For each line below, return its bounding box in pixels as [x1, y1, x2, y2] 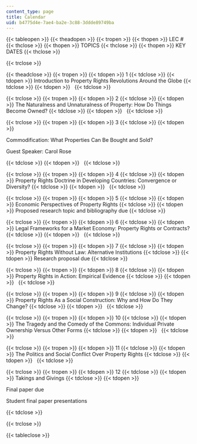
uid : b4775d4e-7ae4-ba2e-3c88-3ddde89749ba [6, 19, 115, 25]
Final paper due [6, 386, 44, 393]
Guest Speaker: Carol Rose [6, 148, 72, 155]
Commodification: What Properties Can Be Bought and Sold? [6, 137, 153, 144]
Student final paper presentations [6, 397, 88, 405]
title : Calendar [6, 14, 46, 20]
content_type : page [6, 8, 54, 15]
